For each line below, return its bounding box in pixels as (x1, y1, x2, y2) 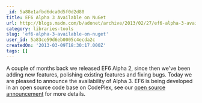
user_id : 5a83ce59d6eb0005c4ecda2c (6, 37, 96, 43)
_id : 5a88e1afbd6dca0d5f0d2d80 (6, 8, 85, 15)
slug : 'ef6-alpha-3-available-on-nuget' (6, 31, 109, 37)
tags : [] (6, 48, 28, 54)
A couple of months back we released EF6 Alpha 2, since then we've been (6, 64, 191, 72)
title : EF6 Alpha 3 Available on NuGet (6, 14, 106, 20)
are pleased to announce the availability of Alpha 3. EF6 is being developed (6, 77, 193, 84)
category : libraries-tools (6, 25, 74, 32)
